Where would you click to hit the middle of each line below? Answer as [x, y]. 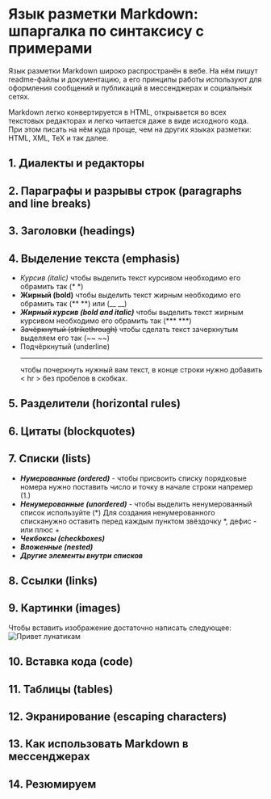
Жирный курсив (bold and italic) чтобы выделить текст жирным [131, 312]
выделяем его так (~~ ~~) [65, 338]
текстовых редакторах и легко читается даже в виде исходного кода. [129, 120]
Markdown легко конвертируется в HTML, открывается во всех [118, 112]
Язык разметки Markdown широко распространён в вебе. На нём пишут [133, 70]
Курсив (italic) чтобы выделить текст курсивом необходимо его [130, 278]
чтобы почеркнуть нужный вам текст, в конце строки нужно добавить [141, 369]
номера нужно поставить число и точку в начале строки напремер [136, 486]
